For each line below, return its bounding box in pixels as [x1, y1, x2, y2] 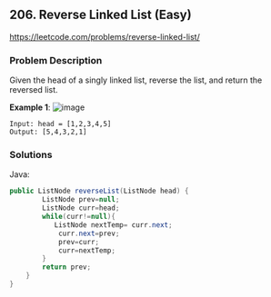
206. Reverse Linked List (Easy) [9, 7, 193, 23]
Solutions [9, 149, 53, 162]
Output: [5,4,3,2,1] [9, 127, 88, 137]
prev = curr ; [57, 237, 100, 246]
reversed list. [9, 84, 58, 95]
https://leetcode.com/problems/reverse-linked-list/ [9, 31, 200, 42]
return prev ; [42, 262, 92, 272]
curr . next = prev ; [57, 229, 120, 238]
